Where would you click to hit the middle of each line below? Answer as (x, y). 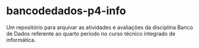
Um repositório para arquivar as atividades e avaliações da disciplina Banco (100, 27)
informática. (21, 40)
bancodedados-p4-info (66, 11)
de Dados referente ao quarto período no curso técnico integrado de (91, 33)
